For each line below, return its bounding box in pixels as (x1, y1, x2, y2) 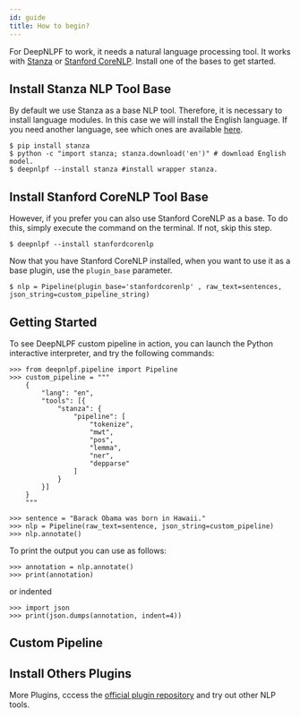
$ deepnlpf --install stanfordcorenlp (9, 240, 154, 249)
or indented (9, 585, 52, 596)
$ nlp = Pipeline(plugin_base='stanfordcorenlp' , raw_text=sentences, (9, 283, 282, 292)
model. (9, 158, 34, 166)
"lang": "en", (41, 388, 94, 397)
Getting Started (9, 314, 98, 329)
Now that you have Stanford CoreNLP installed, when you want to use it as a (9, 256, 291, 267)
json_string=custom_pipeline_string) (9, 290, 150, 300)
